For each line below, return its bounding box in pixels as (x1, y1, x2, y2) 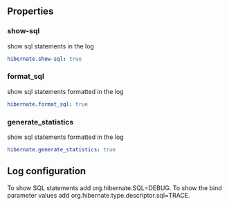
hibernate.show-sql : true (7, 55, 82, 62)
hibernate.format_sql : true (7, 100, 89, 108)
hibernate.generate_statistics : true (7, 147, 116, 153)
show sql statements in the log (7, 41, 95, 50)
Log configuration (7, 165, 86, 177)
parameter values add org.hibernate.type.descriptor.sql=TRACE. (7, 191, 190, 199)
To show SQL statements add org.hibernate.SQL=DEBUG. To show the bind (7, 183, 223, 192)
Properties (7, 6, 54, 17)
